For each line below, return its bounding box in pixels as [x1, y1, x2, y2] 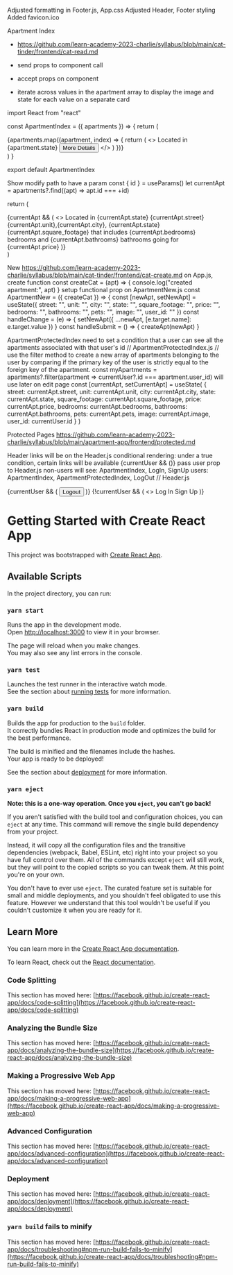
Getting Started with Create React [7, 513, 206, 529]
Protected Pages [7, 430, 55, 439]
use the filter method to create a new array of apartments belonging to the [7, 351, 220, 359]
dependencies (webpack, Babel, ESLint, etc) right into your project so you [7, 848, 218, 856]
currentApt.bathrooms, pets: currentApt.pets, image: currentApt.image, [7, 409, 211, 418]
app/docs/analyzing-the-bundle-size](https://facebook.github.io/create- [7, 1046, 215, 1054]
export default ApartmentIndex [7, 166, 96, 174]
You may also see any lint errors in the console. [7, 649, 142, 657]
